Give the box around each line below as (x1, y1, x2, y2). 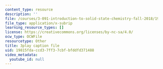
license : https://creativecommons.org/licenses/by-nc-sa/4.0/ (5, 30, 133, 34)
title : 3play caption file (5, 43, 60, 48)
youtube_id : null (9, 57, 45, 62)
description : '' (5, 12, 38, 17)
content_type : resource (5, 7, 53, 12)
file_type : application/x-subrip (5, 20, 73, 26)
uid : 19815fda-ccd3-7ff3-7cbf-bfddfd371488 (5, 48, 95, 52)
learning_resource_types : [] (5, 25, 64, 30)
